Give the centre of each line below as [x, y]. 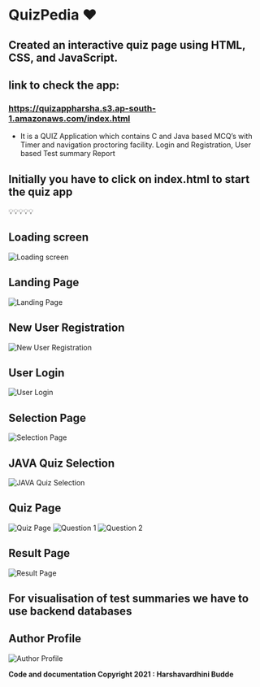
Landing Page [44, 283]
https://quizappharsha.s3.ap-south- [82, 108]
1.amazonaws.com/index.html [69, 118]
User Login [37, 373]
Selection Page [48, 417]
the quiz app [41, 191]
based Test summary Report [67, 154]
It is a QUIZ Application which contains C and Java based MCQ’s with [136, 137]
